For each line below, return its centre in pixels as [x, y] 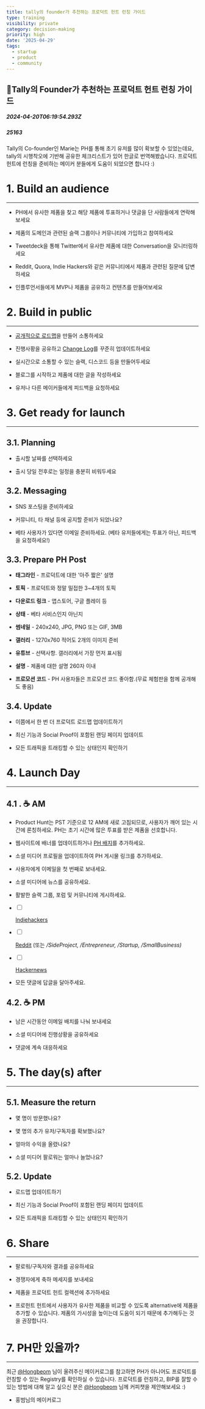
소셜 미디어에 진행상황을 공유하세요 [57, 1034]
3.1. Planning [31, 443]
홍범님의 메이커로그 [38, 1400]
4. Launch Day [43, 773]
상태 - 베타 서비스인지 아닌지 [49, 614]
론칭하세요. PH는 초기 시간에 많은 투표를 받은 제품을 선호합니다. [102, 830]
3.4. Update [29, 706]
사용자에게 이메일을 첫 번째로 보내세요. [61, 869]
